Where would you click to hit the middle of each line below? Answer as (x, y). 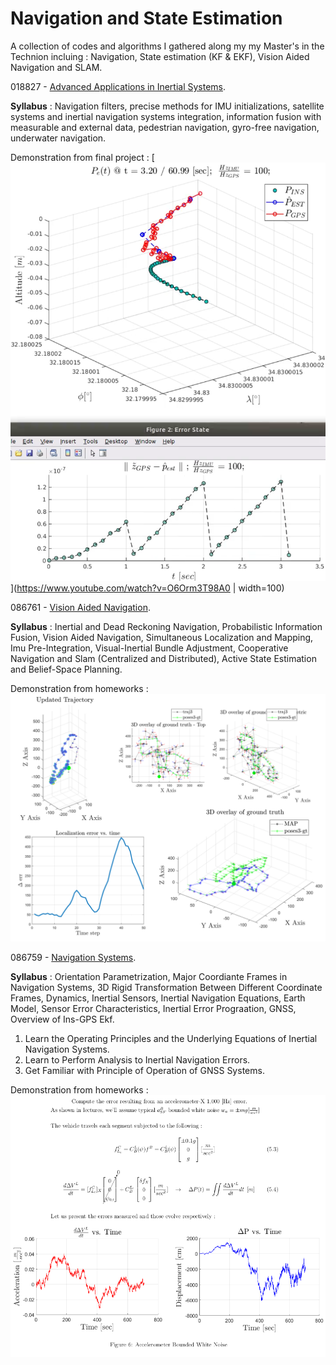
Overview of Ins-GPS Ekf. (62, 1019)
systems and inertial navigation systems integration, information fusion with (166, 116)
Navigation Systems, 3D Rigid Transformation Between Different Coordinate (166, 988)
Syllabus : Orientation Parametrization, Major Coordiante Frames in (149, 977)
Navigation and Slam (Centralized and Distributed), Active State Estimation (163, 659)
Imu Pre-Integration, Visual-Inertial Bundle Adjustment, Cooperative (149, 648)
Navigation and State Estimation (146, 18)
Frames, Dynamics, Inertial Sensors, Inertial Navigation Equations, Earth (158, 998)
